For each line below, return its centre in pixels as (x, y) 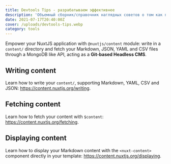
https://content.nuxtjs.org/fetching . (42, 122)
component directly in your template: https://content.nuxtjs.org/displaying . (83, 156)
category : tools (22, 29)
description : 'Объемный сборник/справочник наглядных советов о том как (84, 15)
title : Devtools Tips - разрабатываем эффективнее (60, 10)
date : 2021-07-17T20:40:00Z (35, 19)
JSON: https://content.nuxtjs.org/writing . (48, 88)
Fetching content (33, 104)
